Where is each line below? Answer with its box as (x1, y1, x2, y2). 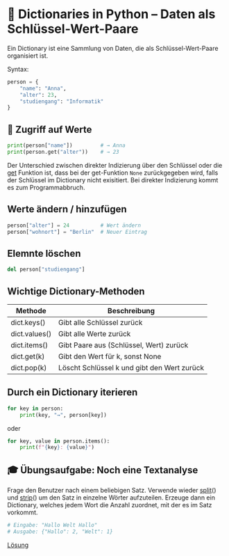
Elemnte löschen (7, 247, 81, 260)
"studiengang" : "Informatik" (19, 97, 104, 105)
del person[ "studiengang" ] (7, 266, 85, 273)
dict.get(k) (10, 351, 45, 361)
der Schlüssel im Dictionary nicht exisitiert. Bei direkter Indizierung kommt (7, 175, 219, 184)
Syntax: (7, 65, 29, 73)
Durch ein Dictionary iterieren (7, 386, 138, 399)
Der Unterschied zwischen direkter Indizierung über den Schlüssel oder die (7, 161, 223, 169)
